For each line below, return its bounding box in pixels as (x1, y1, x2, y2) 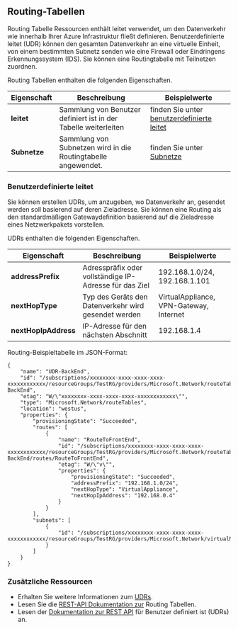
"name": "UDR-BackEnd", (20, 368, 91, 375)
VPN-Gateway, (158, 301, 209, 311)
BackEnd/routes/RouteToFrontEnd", (7, 455, 110, 463)
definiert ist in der (59, 113, 118, 123)
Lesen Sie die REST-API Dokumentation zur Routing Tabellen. (17, 600, 197, 608)
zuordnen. (7, 62, 38, 70)
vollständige (82, 272, 123, 282)
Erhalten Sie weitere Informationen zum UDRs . (17, 593, 154, 601)
